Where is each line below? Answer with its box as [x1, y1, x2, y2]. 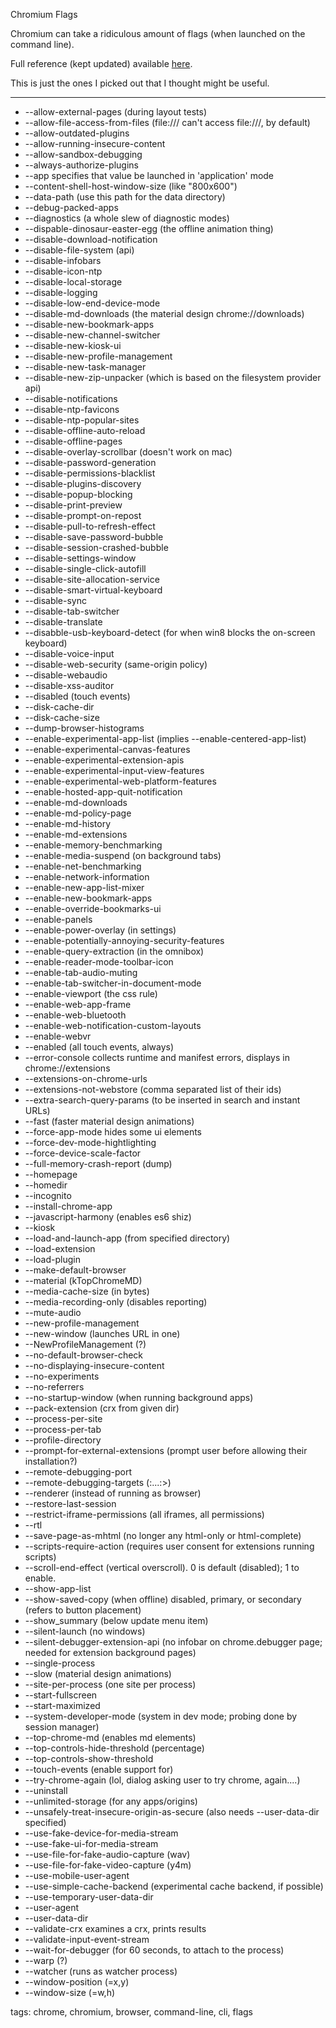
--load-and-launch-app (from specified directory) [24, 1232, 231, 1244]
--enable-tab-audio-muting [24, 967, 138, 978]
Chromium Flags [10, 9, 78, 20]
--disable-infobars [24, 255, 102, 266]
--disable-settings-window [24, 552, 137, 564]
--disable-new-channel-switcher [24, 329, 161, 341]
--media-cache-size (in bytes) [24, 1285, 150, 1297]
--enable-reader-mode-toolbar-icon [24, 956, 174, 968]
